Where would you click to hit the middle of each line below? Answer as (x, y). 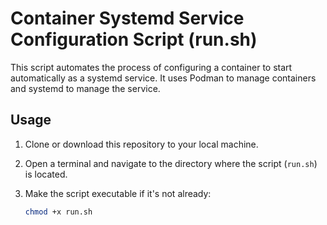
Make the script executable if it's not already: (118, 193)
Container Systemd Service (127, 18)
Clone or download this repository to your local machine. (141, 144)
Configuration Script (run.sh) (134, 39)
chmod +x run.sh (58, 212)
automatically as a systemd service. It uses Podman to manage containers (163, 78)
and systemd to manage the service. (85, 88)
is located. (46, 174)
